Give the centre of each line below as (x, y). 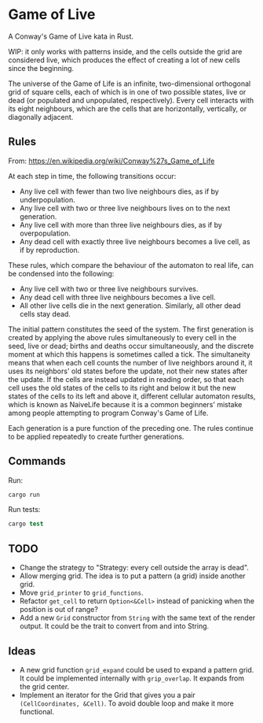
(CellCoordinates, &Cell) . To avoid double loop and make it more (126, 703)
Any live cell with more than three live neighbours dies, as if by (121, 224)
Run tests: (24, 510)
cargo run (24, 495)
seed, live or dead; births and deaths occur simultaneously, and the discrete (131, 346)
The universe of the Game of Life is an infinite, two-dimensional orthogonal (130, 83)
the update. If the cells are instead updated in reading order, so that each (126, 379)
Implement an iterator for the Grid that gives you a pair (108, 695)
